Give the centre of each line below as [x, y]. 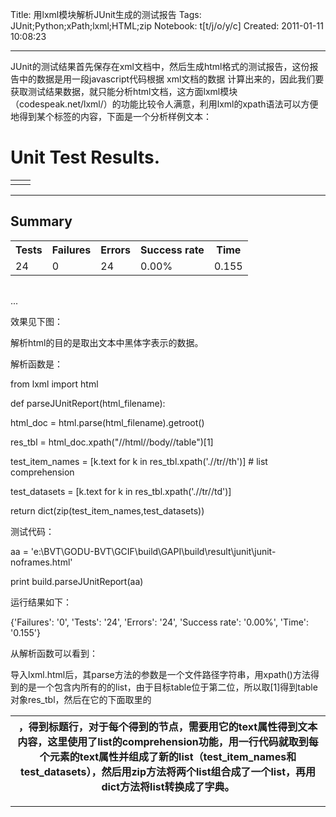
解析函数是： [36, 364]
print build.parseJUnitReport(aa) [77, 581]
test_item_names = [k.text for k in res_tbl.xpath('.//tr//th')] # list [139, 461]
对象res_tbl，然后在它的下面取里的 [81, 699]
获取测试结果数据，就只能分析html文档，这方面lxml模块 [124, 91]
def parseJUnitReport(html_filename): [88, 403]
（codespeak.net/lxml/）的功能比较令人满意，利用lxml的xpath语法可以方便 [164, 104]
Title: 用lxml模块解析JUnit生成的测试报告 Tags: [106, 14]
